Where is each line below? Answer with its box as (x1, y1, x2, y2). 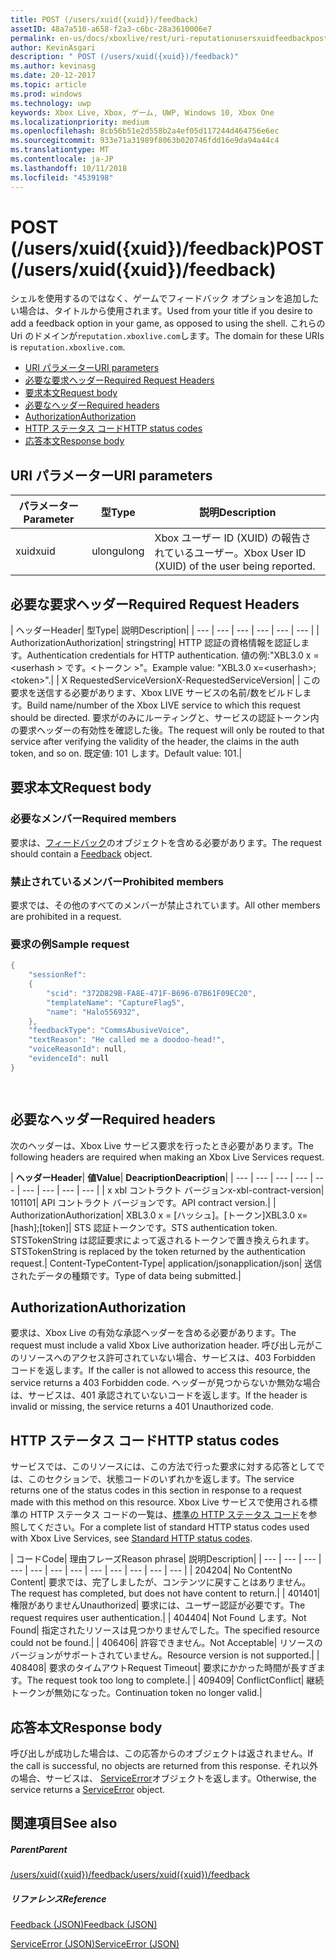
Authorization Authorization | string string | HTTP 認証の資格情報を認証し (10, 637, 302, 649)
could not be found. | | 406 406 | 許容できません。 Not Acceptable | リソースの (10, 1637, 323, 1649)
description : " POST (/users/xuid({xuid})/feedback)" (10, 52, 240, 62)
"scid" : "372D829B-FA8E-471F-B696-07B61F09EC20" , (46, 988, 257, 998)
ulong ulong (91, 544, 145, 558)
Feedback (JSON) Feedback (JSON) (10, 1919, 158, 1931)
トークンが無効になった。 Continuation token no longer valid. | (10, 1687, 263, 1699)
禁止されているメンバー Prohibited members (10, 874, 224, 888)
